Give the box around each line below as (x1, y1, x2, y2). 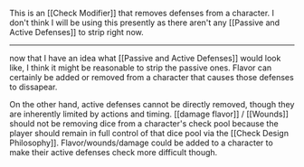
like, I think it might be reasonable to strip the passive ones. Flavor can (9, 62, 272, 73)
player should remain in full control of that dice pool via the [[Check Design (9, 128, 290, 138)
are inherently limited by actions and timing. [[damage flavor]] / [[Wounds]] (9, 108, 290, 119)
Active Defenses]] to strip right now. (9, 27, 144, 37)
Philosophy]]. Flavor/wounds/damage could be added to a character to (9, 137, 273, 148)
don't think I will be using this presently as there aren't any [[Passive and (9, 17, 280, 28)
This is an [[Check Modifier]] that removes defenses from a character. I (9, 8, 274, 18)
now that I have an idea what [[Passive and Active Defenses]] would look (9, 53, 281, 63)
